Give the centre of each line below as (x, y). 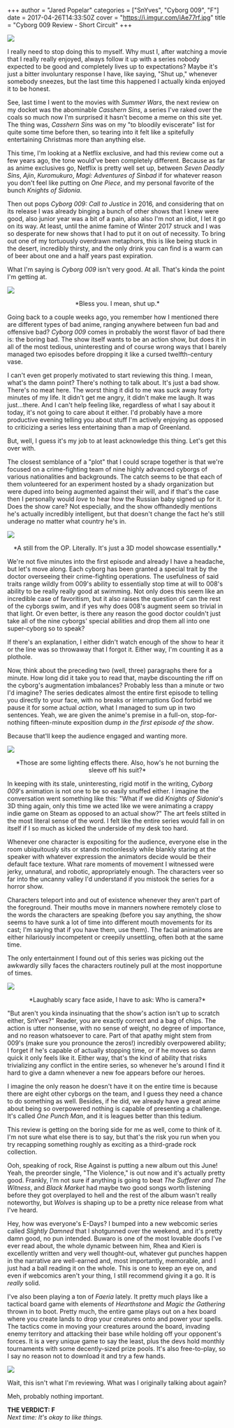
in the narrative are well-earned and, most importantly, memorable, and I (112, 1261)
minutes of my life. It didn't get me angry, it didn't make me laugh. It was (111, 397)
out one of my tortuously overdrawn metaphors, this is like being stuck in (112, 241)
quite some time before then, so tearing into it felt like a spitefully (101, 132)
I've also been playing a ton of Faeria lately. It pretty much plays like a (108, 1296)
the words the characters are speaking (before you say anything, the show (115, 915)
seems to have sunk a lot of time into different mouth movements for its (110, 922)
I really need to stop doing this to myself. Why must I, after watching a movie (117, 51)
